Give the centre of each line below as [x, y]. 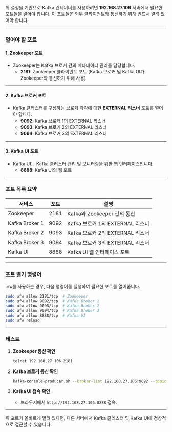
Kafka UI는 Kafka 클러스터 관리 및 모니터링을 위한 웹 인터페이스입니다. [83, 164]
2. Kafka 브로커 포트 [26, 95]
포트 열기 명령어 [24, 274]
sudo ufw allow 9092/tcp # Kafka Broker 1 [52, 301]
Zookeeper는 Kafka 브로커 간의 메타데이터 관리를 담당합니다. [74, 65]
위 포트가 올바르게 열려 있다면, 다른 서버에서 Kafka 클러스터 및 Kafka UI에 [79, 418]
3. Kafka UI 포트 [22, 151]
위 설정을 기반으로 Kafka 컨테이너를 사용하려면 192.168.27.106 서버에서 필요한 [84, 7]
